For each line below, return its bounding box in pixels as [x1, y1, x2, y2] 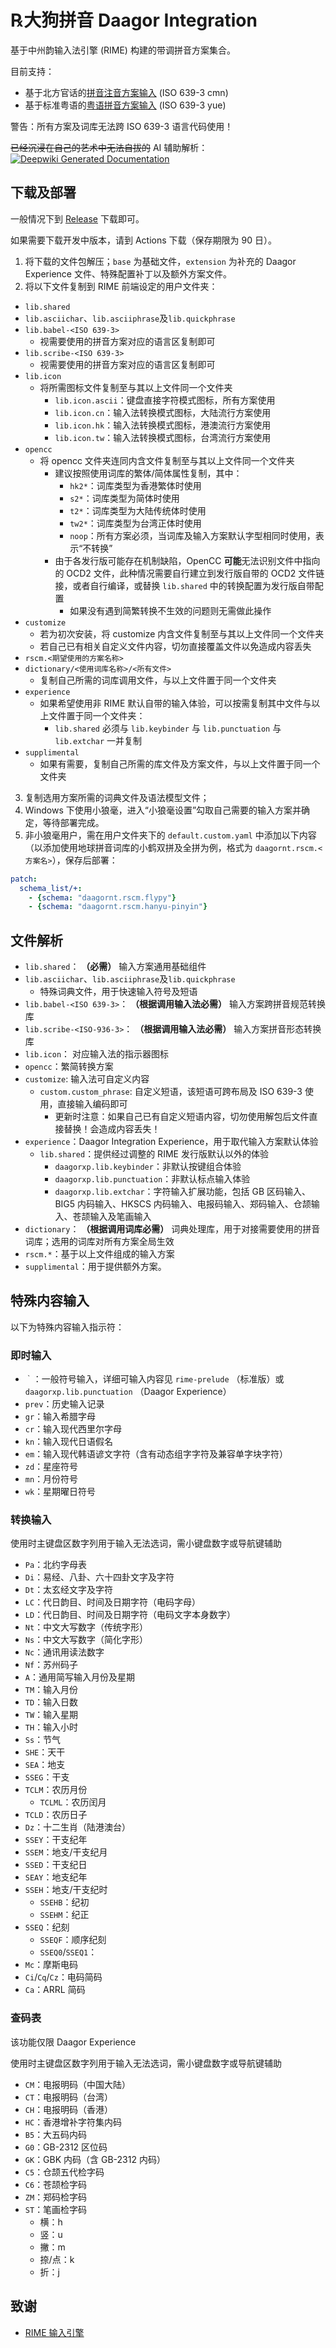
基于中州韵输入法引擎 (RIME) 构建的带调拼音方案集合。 [10, 44, 236, 56]
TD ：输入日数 [24, 1696, 79, 1708]
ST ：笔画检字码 [24, 2203, 88, 2215]
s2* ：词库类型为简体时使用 [69, 492, 180, 504]
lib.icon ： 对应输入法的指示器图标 [24, 1048, 170, 1060]
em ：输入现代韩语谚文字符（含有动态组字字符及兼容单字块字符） [24, 1448, 289, 1460]
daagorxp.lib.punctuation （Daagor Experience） [24, 1386, 232, 1398]
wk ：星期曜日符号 [24, 1486, 97, 1498]
